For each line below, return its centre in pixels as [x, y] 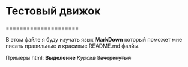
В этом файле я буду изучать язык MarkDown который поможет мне [94, 39]
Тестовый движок [53, 11]
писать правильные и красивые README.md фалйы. [73, 46]
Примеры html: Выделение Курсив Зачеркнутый [68, 57]
